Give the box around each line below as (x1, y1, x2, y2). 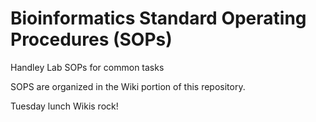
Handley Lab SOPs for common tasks (10, 61, 165, 73)
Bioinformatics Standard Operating (10, 7, 307, 30)
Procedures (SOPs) (10, 28, 173, 51)
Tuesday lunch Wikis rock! (10, 100, 119, 112)
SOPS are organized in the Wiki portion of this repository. (10, 80, 246, 92)
